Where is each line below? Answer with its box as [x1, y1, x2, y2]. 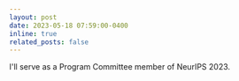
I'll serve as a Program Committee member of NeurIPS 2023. [9, 62, 231, 72]
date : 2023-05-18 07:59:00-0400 [9, 21, 128, 30]
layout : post [9, 12, 58, 22]
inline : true [9, 29, 58, 38]
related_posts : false [9, 37, 89, 47]
